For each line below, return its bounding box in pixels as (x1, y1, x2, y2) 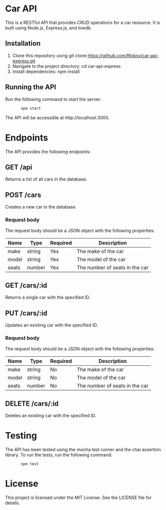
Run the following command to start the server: (5, 96, 102, 102)
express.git (12, 58, 36, 64)
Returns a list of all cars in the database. (5, 176, 87, 182)
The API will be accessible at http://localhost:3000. (5, 114, 110, 120)
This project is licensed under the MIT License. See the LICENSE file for (5, 495, 152, 501)
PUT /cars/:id (5, 309, 48, 317)
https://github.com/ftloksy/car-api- (87, 52, 159, 58)
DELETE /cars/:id (5, 399, 59, 408)
